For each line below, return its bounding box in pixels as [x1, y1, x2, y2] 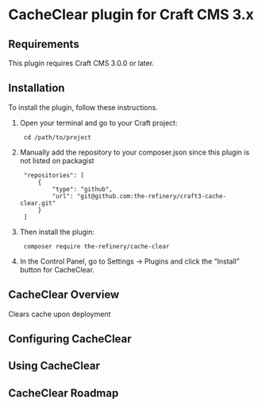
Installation [8, 81, 65, 95]
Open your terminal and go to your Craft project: [19, 118, 178, 127]
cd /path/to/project [23, 133, 91, 141]
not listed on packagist [19, 155, 94, 165]
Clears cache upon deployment [8, 309, 111, 319]
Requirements [8, 37, 79, 51]
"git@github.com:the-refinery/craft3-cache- [76, 192, 227, 200]
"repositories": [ [23, 171, 85, 179]
